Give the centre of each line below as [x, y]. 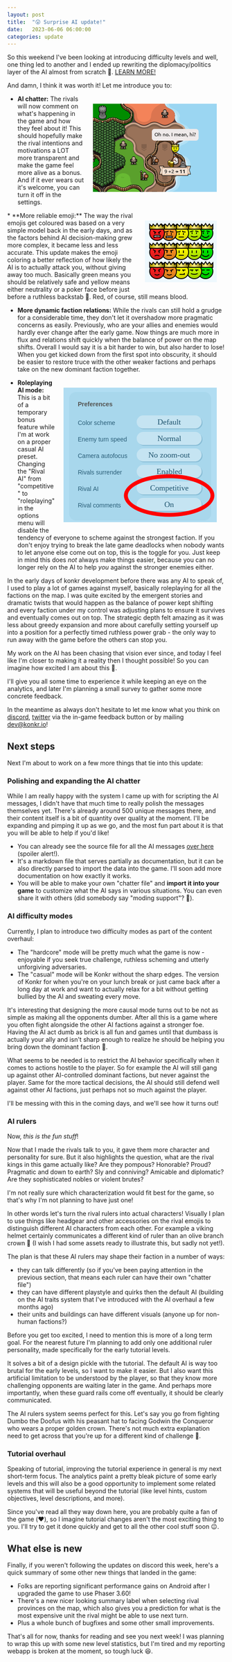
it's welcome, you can [48, 188]
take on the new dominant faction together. [79, 369]
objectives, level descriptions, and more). [66, 1498]
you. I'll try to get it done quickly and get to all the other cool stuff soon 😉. [113, 1527]
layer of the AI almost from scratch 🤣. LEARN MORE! [82, 72]
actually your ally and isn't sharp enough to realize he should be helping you [116, 1039]
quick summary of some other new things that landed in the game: [102, 1572]
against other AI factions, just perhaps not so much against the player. [107, 1090]
